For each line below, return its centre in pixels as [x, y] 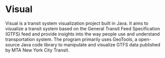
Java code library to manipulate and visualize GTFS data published [91, 44]
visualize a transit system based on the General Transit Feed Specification [83, 28]
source [13, 44]
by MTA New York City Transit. [37, 50]
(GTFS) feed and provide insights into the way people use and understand [82, 34]
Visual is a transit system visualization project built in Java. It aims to [77, 23]
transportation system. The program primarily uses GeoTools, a [71, 39]
